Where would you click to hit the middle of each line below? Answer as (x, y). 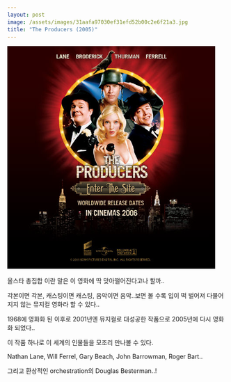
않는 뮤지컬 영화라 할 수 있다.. (60, 304)
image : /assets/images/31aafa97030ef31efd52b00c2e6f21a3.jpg (98, 22)
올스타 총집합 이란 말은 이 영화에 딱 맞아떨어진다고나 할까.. (86, 281)
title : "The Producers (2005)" (53, 29)
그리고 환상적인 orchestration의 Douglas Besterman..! (82, 371)
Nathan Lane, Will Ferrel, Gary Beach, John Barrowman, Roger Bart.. (105, 357)
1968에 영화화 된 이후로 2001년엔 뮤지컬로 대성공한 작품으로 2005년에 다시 (109, 319)
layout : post (26, 15)
